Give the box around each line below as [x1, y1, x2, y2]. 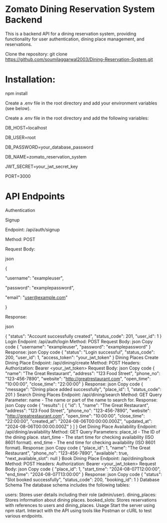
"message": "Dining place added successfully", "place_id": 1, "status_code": [5, 386, 162, 392]
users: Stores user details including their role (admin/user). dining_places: [5, 491, 157, 497]
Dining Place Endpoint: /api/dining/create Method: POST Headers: [5, 359, 141, 365]
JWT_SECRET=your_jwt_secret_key [5, 163, 78, 169]
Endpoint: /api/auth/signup [5, 226, 60, 232]
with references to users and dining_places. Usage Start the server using [5, 502, 155, 508]
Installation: [5, 74, 56, 85]
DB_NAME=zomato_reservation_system [5, 153, 87, 159]
